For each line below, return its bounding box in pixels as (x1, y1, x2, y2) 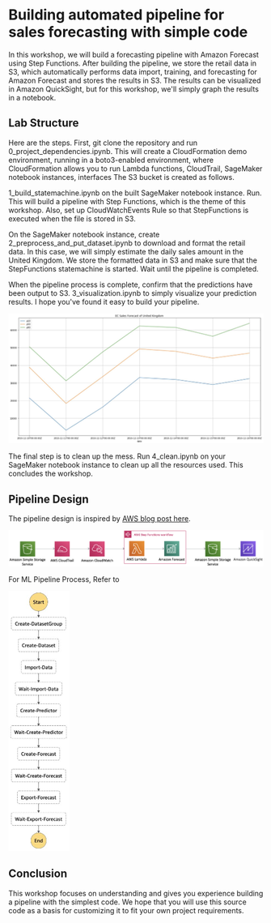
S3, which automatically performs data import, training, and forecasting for (8, 66, 257, 76)
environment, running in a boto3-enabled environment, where (8, 155, 214, 165)
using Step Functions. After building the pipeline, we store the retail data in (8, 58, 257, 68)
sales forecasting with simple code (8, 23, 248, 41)
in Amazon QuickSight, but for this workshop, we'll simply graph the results (8, 83, 259, 94)
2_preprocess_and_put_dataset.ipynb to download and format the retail (8, 237, 246, 248)
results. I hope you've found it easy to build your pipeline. (8, 297, 200, 306)
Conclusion (8, 867, 68, 881)
